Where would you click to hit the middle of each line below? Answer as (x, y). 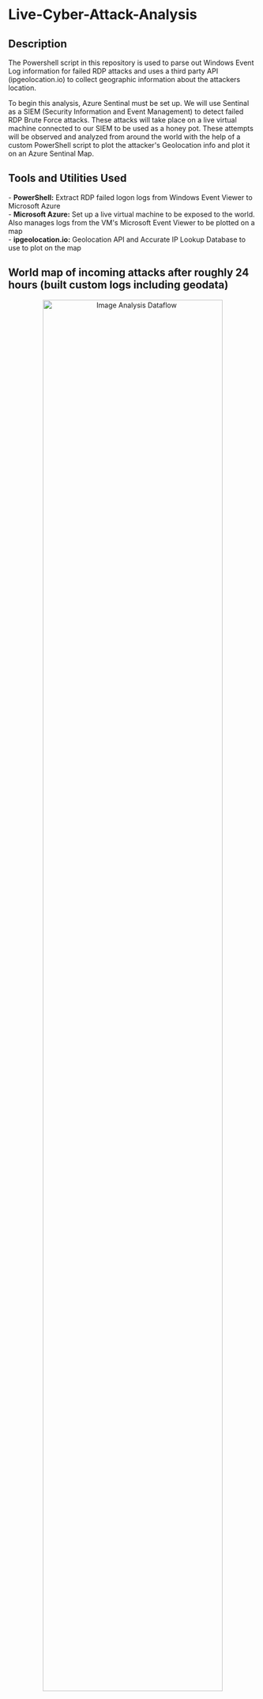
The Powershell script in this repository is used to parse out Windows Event (131, 62)
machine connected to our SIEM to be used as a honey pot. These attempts (131, 128)
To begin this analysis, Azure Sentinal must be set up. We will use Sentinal (129, 103)
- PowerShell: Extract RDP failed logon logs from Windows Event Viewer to (130, 197)
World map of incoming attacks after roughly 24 (129, 273)
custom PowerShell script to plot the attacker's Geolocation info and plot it (129, 145)
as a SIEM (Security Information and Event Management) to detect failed (126, 111)
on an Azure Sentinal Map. (51, 153)
